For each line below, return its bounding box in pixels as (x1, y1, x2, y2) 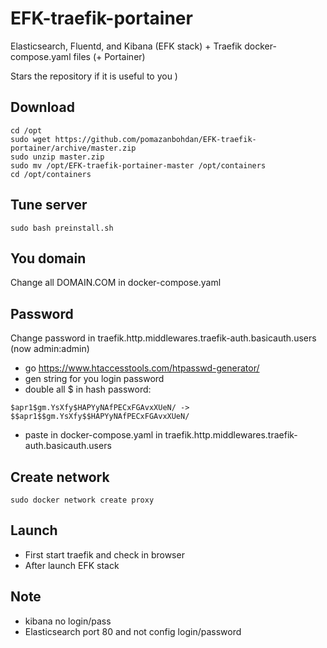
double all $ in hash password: (24, 383, 152, 396)
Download (10, 99, 75, 116)
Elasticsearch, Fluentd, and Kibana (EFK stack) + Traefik (10, 40, 243, 52)
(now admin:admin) (10, 343, 90, 355)
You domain (10, 250, 87, 267)
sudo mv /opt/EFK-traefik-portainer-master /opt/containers (10, 160, 267, 171)
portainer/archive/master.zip (10, 143, 137, 153)
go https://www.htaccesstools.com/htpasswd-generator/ (24, 362, 260, 374)
